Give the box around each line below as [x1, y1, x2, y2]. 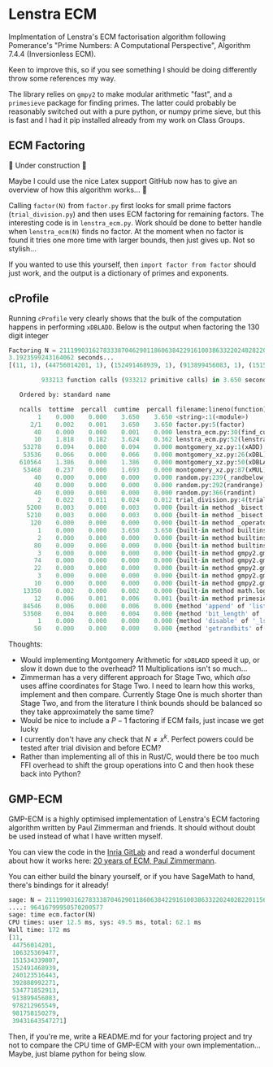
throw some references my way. [8, 73, 116, 83]
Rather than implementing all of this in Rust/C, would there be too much [19, 751, 260, 761]
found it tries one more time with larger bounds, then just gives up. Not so [8, 235, 256, 245]
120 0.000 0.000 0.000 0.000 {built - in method [29, 519, 234, 527]
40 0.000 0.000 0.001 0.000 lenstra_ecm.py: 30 [33, 428, 238, 436]
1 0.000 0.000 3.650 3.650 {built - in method [37, 526, 234, 534]
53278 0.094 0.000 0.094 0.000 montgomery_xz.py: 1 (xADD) [23, 443, 264, 451]
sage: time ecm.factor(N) [8, 911, 96, 919]
